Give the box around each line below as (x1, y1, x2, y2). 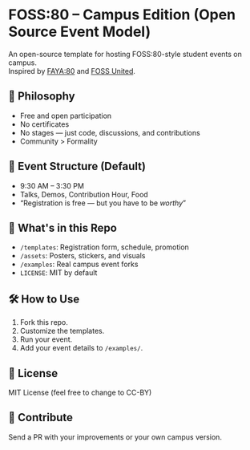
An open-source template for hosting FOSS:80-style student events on (8, 49, 243, 59)
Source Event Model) (8, 22, 151, 41)
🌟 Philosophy (8, 90, 75, 103)
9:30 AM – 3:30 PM (19, 180, 84, 190)
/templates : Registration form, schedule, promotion (19, 242, 190, 252)
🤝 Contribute (8, 411, 74, 424)
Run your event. (19, 334, 73, 344)
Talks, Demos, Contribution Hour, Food (19, 189, 148, 199)
